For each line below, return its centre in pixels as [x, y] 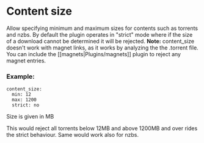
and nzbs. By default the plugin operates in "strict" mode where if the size [100, 34]
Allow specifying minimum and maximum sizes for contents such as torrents [102, 28]
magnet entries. [26, 61]
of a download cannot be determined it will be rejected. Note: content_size [100, 41]
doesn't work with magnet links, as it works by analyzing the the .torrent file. [102, 48]
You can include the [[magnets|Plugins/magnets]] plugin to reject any [94, 54]
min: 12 [22, 95]
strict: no [26, 105]
